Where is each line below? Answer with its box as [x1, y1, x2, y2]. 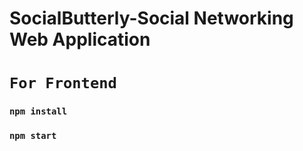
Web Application [9, 28, 151, 51]
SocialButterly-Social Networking [9, 7, 294, 30]
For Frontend [9, 74, 117, 93]
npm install [9, 106, 68, 117]
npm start [9, 130, 57, 142]
